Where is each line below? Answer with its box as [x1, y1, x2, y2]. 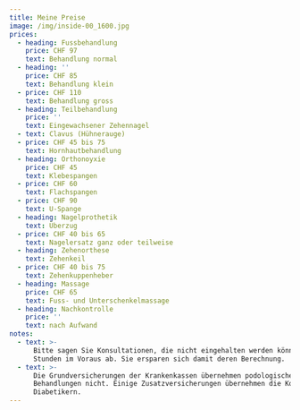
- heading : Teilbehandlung [17, 105, 118, 114]
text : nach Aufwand [25, 321, 98, 330]
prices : [9, 30, 38, 38]
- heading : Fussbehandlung [17, 38, 118, 47]
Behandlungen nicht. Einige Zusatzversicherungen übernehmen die [32, 380, 281, 389]
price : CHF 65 [25, 287, 78, 296]
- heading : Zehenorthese [17, 246, 110, 255]
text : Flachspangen [25, 188, 98, 197]
